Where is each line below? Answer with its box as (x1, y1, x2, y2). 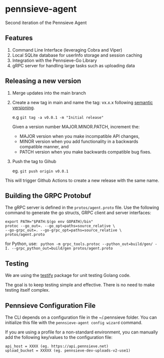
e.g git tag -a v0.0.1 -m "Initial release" (12, 114, 104, 120)
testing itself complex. (5, 287, 50, 293)
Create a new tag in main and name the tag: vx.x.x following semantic (12, 99, 153, 105)
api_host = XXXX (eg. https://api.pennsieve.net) (5, 344, 109, 349)
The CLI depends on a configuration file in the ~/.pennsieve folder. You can (5, 314, 157, 320)
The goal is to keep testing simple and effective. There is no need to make (5, 282, 155, 288)
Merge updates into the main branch (12, 90, 86, 96)
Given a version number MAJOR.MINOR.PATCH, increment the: (12, 124, 140, 130)
